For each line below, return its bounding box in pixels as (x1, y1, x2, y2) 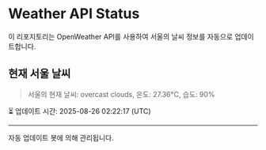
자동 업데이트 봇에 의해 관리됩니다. (8, 133, 114, 142)
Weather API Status (8, 5, 140, 23)
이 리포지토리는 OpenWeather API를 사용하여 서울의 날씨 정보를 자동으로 (8, 32, 234, 41)
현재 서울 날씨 (8, 67, 71, 81)
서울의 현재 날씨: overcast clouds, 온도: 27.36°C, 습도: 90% (27, 89, 215, 99)
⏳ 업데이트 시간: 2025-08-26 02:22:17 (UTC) (8, 106, 152, 115)
